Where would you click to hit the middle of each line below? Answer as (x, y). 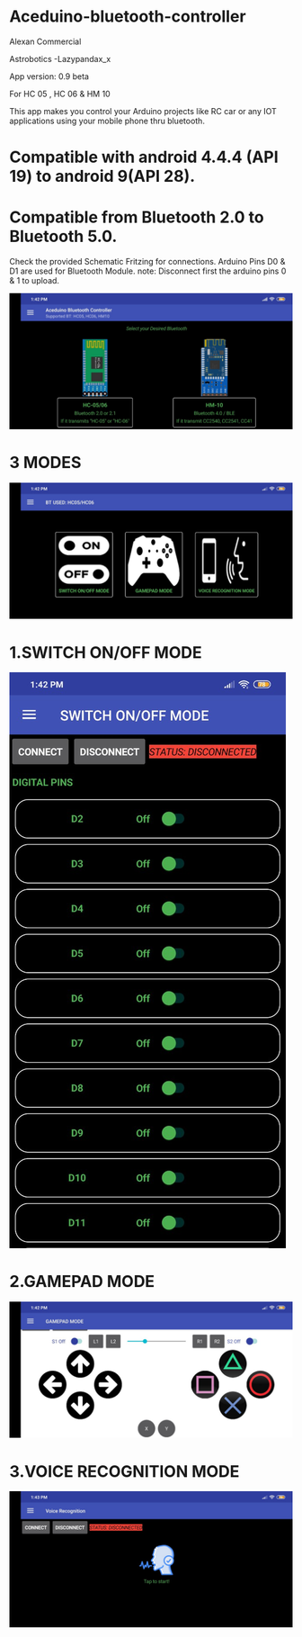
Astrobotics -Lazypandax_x (60, 58)
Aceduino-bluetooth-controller (128, 17)
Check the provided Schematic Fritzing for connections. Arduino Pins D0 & (147, 262)
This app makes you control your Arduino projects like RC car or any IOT (143, 111)
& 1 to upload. (35, 281)
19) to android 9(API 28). (102, 176)
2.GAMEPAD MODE (82, 1282)
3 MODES (45, 463)
